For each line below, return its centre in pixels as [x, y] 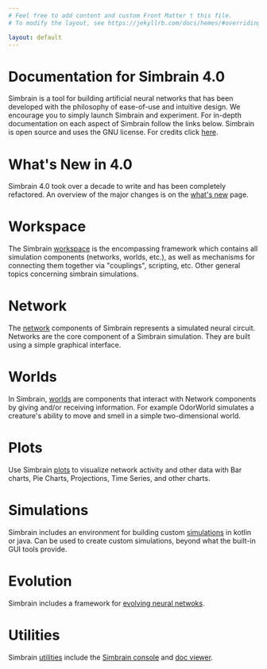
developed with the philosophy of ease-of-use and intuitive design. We [124, 107]
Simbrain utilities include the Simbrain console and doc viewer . [110, 657]
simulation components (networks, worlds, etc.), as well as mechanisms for [132, 257]
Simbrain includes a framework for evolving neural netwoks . [106, 603]
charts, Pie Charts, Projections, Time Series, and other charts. [109, 478]
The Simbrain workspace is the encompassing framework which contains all [133, 249]
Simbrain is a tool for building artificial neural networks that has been [121, 98]
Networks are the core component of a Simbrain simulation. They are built [129, 336]
